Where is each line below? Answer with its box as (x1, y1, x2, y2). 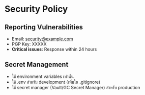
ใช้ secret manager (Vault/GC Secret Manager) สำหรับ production (11, 84, 141, 90)
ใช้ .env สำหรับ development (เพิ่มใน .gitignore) (11, 79, 101, 85)
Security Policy (4, 3, 68, 15)
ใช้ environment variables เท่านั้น (11, 73, 74, 79)
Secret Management (4, 60, 69, 69)
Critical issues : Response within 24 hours (11, 47, 97, 52)
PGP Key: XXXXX (11, 41, 47, 47)
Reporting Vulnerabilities (4, 23, 83, 31)
